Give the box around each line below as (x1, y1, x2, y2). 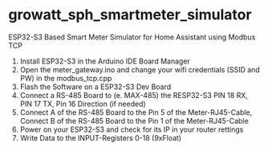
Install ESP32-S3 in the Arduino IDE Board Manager (19, 56, 191, 66)
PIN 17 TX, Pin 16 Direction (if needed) (19, 99, 146, 108)
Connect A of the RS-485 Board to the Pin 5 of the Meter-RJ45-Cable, (19, 107, 253, 117)
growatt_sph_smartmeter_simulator (8, 6, 252, 24)
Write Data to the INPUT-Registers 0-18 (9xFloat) (19, 133, 182, 142)
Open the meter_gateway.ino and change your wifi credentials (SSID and (19, 64, 261, 74)
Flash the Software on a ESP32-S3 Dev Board (19, 82, 172, 92)
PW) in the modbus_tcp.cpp (19, 73, 112, 83)
